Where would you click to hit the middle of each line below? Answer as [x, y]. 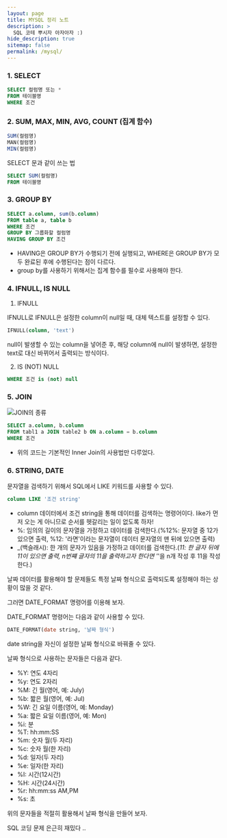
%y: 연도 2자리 [37, 682]
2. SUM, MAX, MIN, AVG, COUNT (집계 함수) [80, 121]
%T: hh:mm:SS [38, 732]
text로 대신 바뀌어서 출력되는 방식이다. [58, 353]
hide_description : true [41, 39]
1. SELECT [24, 75]
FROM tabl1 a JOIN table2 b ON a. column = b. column [82, 432]
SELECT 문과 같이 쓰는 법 [41, 162]
